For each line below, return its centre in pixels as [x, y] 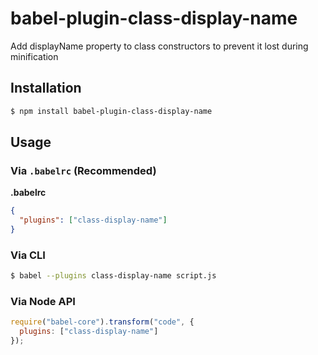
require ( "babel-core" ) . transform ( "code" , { [102, 322]
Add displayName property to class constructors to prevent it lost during [159, 46]
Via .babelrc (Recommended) [83, 170]
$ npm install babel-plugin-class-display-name [111, 111]
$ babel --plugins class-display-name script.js [113, 276]
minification [34, 56]
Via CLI [28, 255]
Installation [46, 88]
